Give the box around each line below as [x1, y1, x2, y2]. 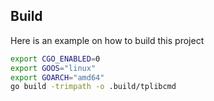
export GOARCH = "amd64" [10, 72, 105, 83]
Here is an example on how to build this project [10, 34, 205, 46]
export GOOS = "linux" [10, 63, 97, 73]
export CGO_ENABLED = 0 [10, 54, 101, 64]
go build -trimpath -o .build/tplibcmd [10, 82, 177, 92]
